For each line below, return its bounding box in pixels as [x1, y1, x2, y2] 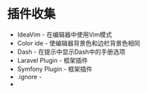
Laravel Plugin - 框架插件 [17, 56, 88, 64]
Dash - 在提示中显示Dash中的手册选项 [17, 48, 126, 56]
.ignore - [17, 72, 43, 81]
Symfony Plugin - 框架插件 [17, 65, 93, 73]
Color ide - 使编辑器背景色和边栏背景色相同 [17, 39, 140, 47]
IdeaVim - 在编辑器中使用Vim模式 [17, 30, 112, 39]
